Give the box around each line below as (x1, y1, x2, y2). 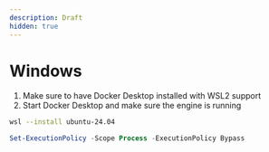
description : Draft (9, 13, 83, 23)
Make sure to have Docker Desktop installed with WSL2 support (22, 90, 262, 101)
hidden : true (9, 22, 59, 31)
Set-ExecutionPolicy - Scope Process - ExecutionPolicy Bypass (9, 134, 245, 143)
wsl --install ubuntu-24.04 (9, 118, 116, 127)
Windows (9, 61, 82, 81)
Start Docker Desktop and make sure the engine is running (22, 100, 242, 111)
